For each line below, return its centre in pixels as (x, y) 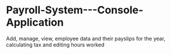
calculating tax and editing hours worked (55, 45)
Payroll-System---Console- (75, 10)
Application (35, 22)
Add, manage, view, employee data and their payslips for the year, (86, 38)
